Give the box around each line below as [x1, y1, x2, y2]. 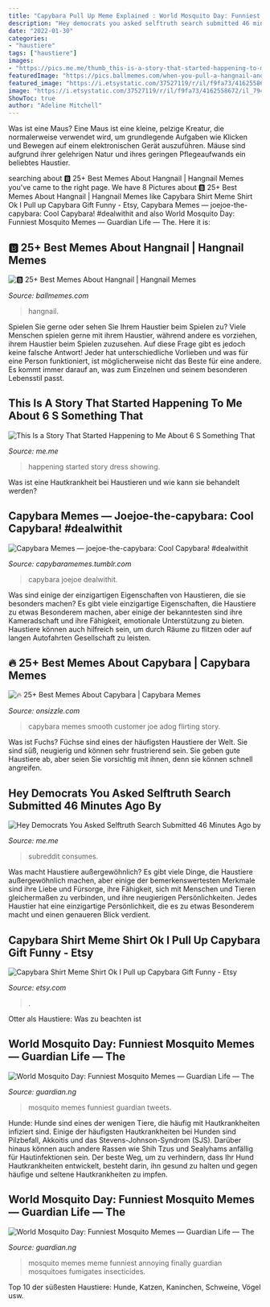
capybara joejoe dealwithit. [27, 574, 118, 584]
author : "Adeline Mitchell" [8, 101, 103, 110]
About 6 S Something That [8, 409, 143, 423]
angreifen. [8, 763, 43, 773]
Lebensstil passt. [8, 373, 65, 383]
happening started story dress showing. [27, 461, 161, 471]
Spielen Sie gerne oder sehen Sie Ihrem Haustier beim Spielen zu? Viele [8, 321, 247, 331]
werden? [8, 486, 38, 495]
